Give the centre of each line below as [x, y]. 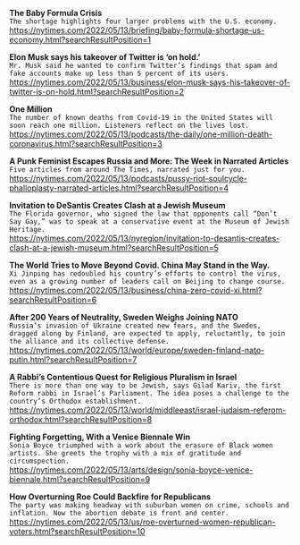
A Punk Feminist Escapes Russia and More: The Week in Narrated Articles [149, 161]
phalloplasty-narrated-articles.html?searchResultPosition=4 [119, 188]
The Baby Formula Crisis [56, 13]
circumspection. [39, 461]
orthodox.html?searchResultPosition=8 [81, 419]
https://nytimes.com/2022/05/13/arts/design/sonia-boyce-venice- [131, 470]
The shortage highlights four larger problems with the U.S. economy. [143, 21]
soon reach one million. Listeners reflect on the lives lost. [129, 125]
